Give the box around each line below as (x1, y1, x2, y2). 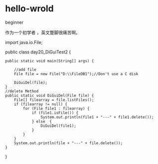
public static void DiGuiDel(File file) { (5, 93, 94, 98)
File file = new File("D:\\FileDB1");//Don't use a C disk (14, 71, 139, 77)
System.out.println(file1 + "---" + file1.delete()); (40, 115, 154, 120)
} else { (31, 119, 52, 124)
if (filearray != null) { (14, 102, 68, 107)
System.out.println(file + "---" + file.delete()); (14, 140, 123, 146)
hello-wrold (5, 3, 54, 14)
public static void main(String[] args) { (5, 58, 94, 63)
